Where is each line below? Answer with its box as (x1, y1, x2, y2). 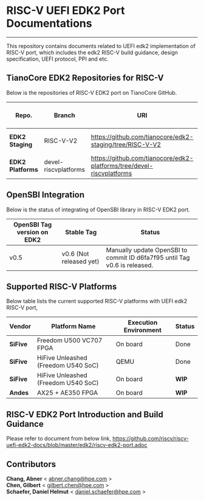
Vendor (9, 322, 32, 331)
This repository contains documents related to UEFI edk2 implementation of (6, 42, 196, 49)
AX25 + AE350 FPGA (36, 389, 98, 397)
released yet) (61, 257, 100, 265)
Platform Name (51, 322, 96, 331)
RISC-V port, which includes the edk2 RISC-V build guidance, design (6, 49, 178, 56)
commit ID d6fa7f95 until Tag (106, 253, 190, 262)
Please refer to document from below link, (6, 435, 111, 442)
